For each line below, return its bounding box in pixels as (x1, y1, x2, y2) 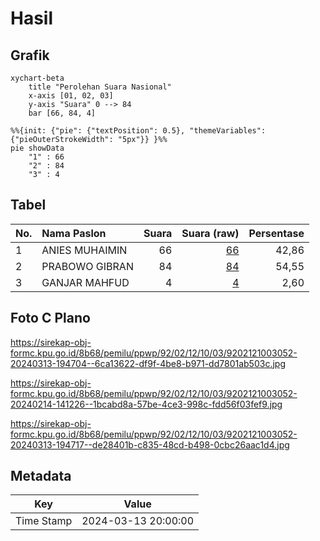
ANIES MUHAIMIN (41, 243, 128, 257)
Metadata (10, 468, 72, 485)
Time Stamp (15, 514, 73, 528)
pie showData (10, 143, 65, 153)
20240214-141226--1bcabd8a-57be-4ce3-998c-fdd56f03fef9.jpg (10, 398, 283, 410)
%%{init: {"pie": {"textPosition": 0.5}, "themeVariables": (10, 126, 267, 136)
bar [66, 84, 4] (28, 108, 97, 118)
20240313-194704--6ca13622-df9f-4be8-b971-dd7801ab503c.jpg (10, 357, 286, 369)
